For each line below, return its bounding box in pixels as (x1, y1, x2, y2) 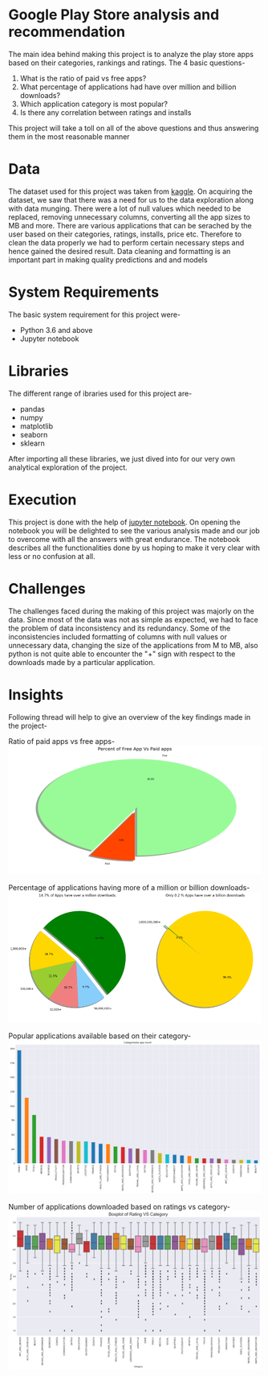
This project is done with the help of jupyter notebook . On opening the (8, 517, 241, 527)
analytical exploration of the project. (8, 462, 128, 472)
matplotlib (19, 421, 54, 431)
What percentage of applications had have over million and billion (19, 82, 237, 92)
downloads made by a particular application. (8, 657, 156, 667)
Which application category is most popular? (19, 99, 169, 109)
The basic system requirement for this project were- (8, 310, 181, 319)
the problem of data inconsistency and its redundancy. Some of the (8, 623, 231, 633)
